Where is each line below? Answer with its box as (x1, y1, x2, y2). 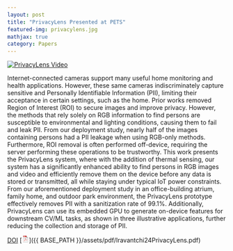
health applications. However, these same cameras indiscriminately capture (7, 81, 224, 90)
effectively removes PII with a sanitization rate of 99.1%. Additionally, (7, 200, 204, 208)
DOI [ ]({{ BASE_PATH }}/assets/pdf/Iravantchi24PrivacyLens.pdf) (7, 236, 201, 245)
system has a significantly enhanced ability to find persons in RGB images (7, 163, 219, 171)
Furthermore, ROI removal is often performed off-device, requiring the (7, 140, 208, 149)
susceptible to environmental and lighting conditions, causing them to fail (7, 118, 217, 127)
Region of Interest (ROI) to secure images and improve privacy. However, (7, 104, 216, 112)
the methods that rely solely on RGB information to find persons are (7, 111, 200, 120)
